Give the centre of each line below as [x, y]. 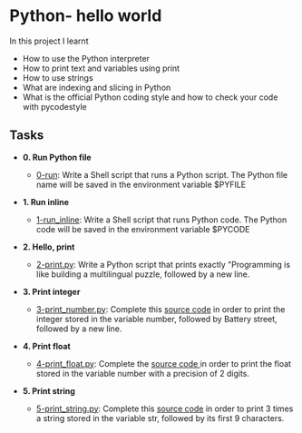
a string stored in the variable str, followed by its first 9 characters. [160, 418]
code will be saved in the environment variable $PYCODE [143, 229]
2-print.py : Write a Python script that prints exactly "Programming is [163, 264]
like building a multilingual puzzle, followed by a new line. [143, 274]
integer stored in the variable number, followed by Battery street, [157, 319]
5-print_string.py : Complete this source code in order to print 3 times [165, 408]
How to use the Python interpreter [86, 58]
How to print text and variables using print [101, 68]
